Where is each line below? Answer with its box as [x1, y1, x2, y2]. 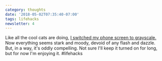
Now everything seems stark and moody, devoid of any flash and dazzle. [5, 40, 155, 46]
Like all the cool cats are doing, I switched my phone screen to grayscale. [5, 35, 156, 41]
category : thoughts [5, 7, 46, 12]
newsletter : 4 [5, 21, 35, 26]
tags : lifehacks [5, 16, 39, 21]
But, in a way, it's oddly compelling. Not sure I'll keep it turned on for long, [5, 45, 157, 51]
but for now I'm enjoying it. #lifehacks [5, 51, 83, 57]
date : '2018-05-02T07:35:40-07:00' [5, 12, 79, 17]
